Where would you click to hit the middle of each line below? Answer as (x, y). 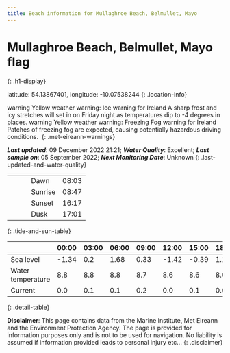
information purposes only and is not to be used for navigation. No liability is (115, 335)
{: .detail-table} (28, 307)
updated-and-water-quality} (47, 165)
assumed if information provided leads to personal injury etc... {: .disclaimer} (115, 342)
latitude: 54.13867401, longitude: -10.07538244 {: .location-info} (97, 94)
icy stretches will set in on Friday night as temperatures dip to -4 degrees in (114, 114)
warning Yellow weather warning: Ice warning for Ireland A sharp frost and (112, 108)
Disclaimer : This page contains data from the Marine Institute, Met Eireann (112, 320)
